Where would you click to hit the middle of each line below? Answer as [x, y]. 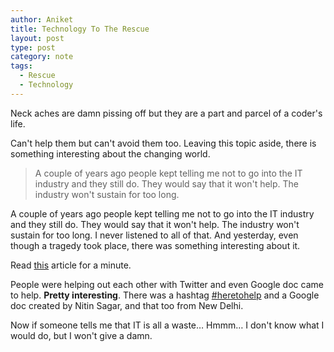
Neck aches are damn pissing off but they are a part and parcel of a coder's [166, 113]
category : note [42, 57]
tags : [21, 66]
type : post [33, 47]
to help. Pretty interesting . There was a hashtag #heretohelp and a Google [165, 295]
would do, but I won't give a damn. [81, 335]
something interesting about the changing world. [110, 153]
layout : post [37, 38]
